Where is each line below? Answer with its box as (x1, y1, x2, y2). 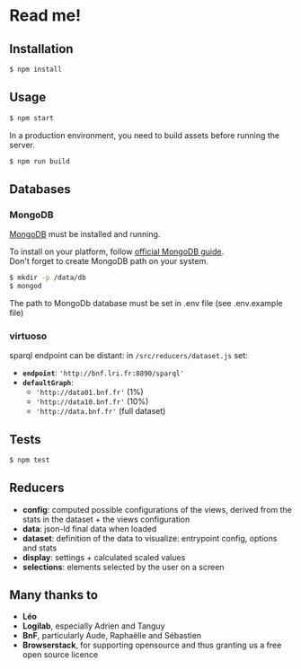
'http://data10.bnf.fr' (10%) (35, 396, 149, 407)
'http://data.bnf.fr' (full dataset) (35, 406, 166, 417)
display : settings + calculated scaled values (22, 551, 186, 562)
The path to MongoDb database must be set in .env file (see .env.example (9, 297, 283, 308)
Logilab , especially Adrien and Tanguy (22, 621, 165, 631)
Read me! (9, 5, 82, 26)
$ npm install (9, 65, 63, 74)
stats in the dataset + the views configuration (22, 514, 190, 524)
